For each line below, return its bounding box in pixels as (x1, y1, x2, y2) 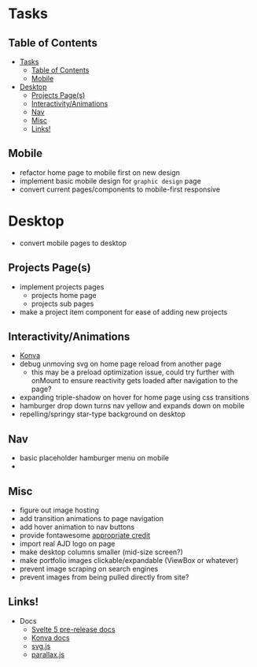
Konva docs (31, 632, 70, 643)
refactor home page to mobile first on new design (19, 167, 181, 177)
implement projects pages (19, 281, 105, 292)
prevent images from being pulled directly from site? (19, 572, 189, 582)
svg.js (31, 641, 51, 650)
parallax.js (31, 650, 65, 659)
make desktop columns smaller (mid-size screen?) (19, 547, 183, 557)
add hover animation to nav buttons (19, 522, 135, 531)
